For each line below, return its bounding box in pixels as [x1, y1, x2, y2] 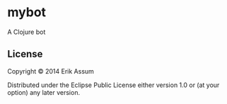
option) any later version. [7, 88, 80, 96]
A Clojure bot [7, 28, 46, 36]
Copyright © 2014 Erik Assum [7, 67, 94, 75]
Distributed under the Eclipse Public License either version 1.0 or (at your [7, 81, 220, 89]
